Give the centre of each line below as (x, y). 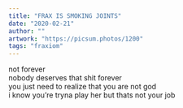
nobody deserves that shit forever (65, 78)
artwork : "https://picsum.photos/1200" (76, 39)
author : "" (27, 31)
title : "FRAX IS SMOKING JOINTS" (65, 16)
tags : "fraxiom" (36, 46)
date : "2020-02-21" (41, 24)
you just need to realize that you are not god (83, 87)
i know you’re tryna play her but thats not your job (92, 95)
